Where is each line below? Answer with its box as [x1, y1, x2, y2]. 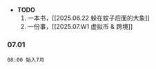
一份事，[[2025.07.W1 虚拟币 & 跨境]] [27, 23, 133, 30]
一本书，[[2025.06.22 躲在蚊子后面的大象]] [27, 14, 150, 22]
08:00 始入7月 [7, 57, 45, 64]
